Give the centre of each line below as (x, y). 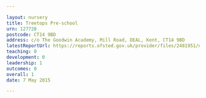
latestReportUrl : (29, 46)
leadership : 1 (25, 63)
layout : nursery (27, 17)
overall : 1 (20, 74)
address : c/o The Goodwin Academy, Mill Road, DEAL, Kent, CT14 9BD (96, 40)
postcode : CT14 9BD (31, 34)
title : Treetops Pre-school (42, 23)
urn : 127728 (21, 29)
